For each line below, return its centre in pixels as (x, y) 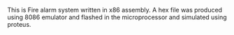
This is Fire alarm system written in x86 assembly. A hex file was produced (115, 10)
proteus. (19, 24)
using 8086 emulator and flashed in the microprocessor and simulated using (117, 17)
